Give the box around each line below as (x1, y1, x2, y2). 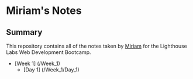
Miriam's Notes (6, 4, 82, 17)
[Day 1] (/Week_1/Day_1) (23, 66, 80, 73)
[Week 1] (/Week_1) (14, 60, 60, 67)
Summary (6, 27, 43, 37)
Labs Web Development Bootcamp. (6, 49, 92, 56)
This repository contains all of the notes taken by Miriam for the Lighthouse (6, 42, 187, 49)
